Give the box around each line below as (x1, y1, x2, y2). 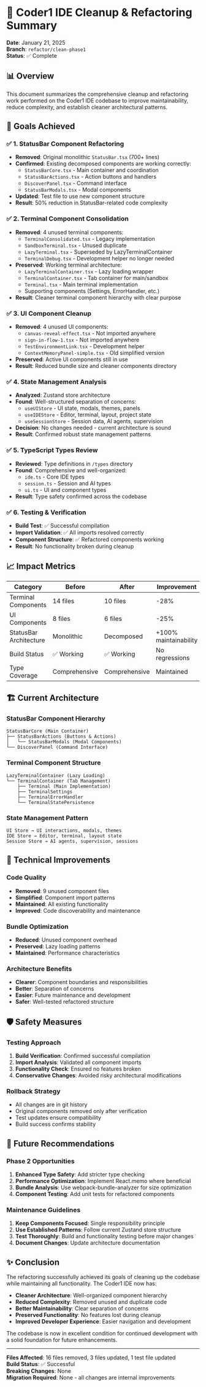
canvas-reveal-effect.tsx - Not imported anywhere (24, 330, 156, 337)
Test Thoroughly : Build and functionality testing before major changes (15, 1233, 194, 1240)
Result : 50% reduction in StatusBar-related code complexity (15, 199, 168, 206)
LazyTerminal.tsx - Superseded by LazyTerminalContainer (24, 248, 173, 256)
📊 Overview (6, 71, 55, 82)
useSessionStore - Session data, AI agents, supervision (24, 418, 164, 425)
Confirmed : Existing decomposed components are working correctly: (15, 160, 191, 168)
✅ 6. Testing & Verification (6, 508, 87, 517)
